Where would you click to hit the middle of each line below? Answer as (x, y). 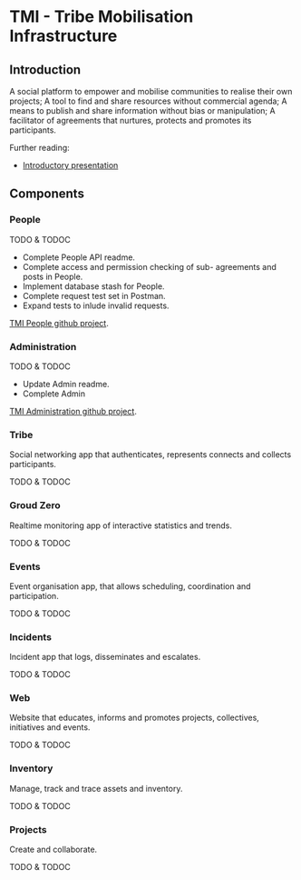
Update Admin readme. (66, 384)
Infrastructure (63, 36)
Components (47, 194)
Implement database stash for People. (93, 286)
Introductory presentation (70, 165)
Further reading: (39, 148)
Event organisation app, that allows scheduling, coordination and (130, 586)
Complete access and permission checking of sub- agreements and (149, 266)
